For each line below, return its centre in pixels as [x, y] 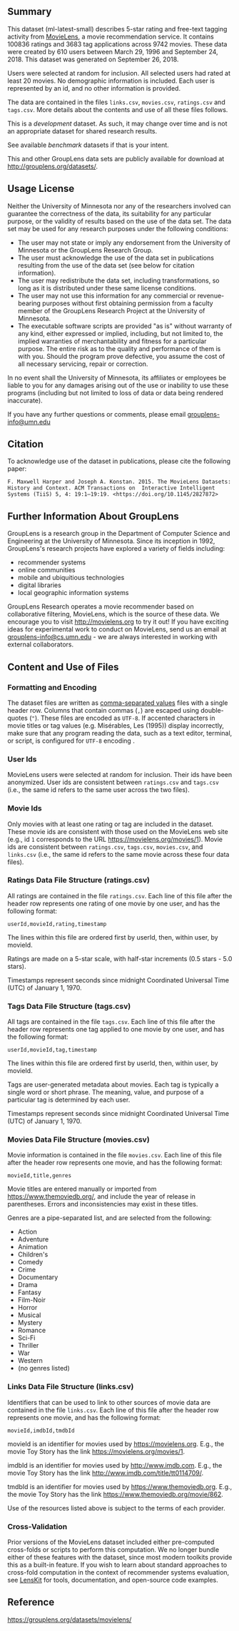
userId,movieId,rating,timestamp [57, 924]
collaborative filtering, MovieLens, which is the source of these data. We [113, 614]
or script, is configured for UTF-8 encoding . [71, 741]
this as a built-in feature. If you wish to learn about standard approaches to [117, 1565]
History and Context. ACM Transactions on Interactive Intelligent [111, 488]
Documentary [38, 1277]
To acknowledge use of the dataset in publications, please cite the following [119, 461]
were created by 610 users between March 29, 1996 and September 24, [113, 51]
